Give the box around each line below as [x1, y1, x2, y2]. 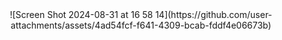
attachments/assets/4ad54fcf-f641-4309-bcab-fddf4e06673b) [10, 19, 272, 31]
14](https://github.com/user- [154, 9, 273, 20]
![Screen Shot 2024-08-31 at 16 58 [9, 9, 153, 20]
